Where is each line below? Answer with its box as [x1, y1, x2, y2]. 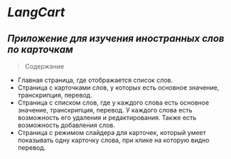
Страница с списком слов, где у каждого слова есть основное [17, 98, 210, 107]
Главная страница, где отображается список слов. [17, 76, 173, 84]
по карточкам [7, 43, 73, 55]
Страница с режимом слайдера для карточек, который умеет [17, 129, 206, 136]
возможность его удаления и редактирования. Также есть [17, 114, 197, 122]
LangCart [7, 4, 65, 20]
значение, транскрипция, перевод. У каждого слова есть [17, 106, 193, 114]
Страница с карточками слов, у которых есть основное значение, [17, 83, 220, 92]
